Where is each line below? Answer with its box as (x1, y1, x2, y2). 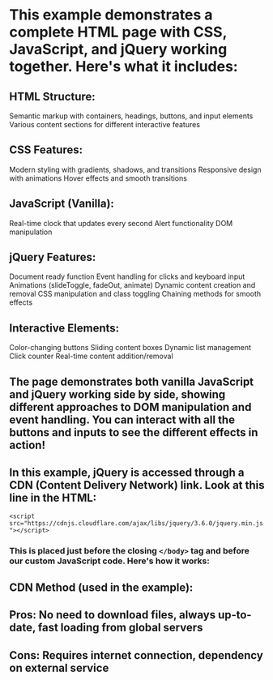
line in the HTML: (9, 491, 97, 505)
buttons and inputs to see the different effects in (9, 426, 258, 439)
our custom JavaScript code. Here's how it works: (9, 555, 210, 567)
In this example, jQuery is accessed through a (9, 466, 245, 480)
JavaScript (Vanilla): (9, 197, 114, 211)
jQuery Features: (9, 250, 96, 264)
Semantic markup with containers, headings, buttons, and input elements (9, 111, 254, 121)
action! (9, 438, 45, 451)
